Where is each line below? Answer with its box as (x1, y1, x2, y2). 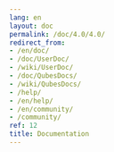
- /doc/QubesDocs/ (9, 72, 77, 80)
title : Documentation (9, 130, 90, 139)
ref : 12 (9, 122, 38, 131)
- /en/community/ (9, 105, 74, 114)
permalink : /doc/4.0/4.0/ (9, 30, 105, 38)
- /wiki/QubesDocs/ (9, 80, 82, 89)
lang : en (9, 13, 42, 22)
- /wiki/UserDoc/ (9, 63, 74, 72)
